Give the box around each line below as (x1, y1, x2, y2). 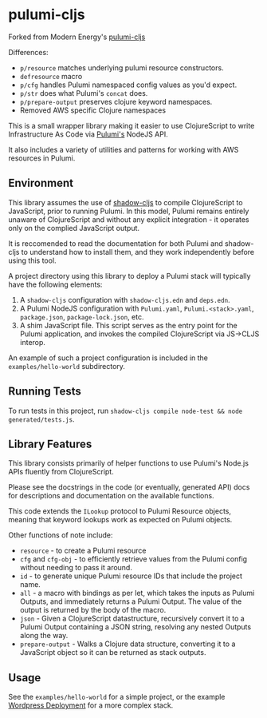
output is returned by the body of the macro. (19, 605, 167, 615)
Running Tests (8, 385, 81, 399)
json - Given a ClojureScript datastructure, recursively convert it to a (19, 613, 245, 624)
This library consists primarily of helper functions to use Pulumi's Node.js (8, 458, 249, 468)
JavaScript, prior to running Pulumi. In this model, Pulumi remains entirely (8, 206, 249, 216)
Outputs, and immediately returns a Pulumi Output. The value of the (19, 597, 242, 606)
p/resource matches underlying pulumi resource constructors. (19, 62, 225, 73)
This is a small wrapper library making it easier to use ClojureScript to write (8, 121, 255, 130)
